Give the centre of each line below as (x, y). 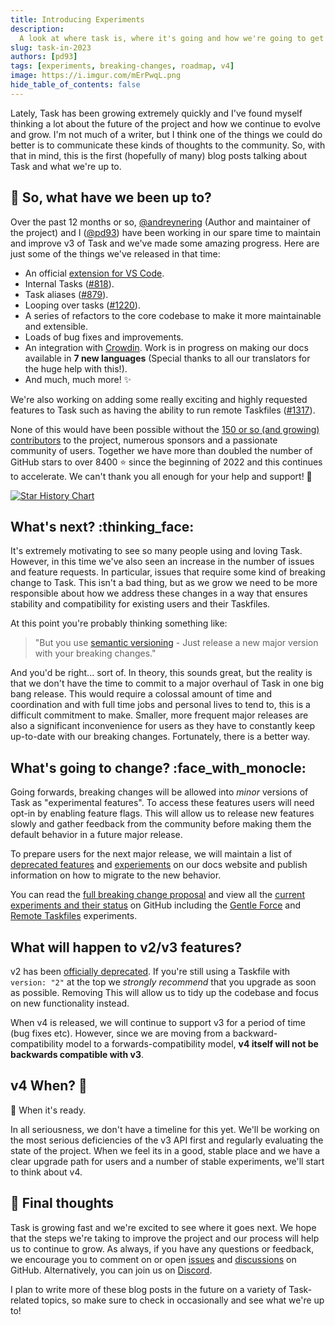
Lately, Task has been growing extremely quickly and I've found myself (156, 113)
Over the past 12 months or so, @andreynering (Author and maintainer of (160, 222)
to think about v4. (46, 1172)
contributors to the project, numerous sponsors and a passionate (144, 440)
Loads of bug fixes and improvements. (104, 337)
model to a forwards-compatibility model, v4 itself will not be (192, 1044)
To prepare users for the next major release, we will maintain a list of (151, 854)
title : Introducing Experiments (77, 19)
